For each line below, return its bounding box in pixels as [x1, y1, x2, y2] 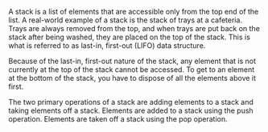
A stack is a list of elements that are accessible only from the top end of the [8, 7, 259, 16]
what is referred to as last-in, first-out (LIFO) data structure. [8, 41, 206, 50]
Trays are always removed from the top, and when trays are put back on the [8, 24, 260, 33]
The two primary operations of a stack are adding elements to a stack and [8, 98, 254, 106]
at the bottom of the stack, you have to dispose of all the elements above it [8, 74, 256, 82]
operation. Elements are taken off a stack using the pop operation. [8, 114, 228, 123]
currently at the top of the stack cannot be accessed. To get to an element [8, 65, 255, 74]
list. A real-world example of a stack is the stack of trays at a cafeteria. [8, 15, 243, 25]
